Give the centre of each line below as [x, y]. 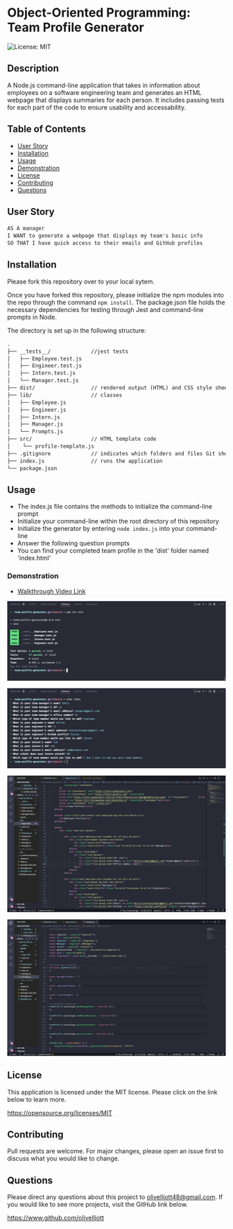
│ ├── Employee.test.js [44, 358]
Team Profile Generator [76, 27]
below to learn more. [37, 1099]
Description [33, 68]
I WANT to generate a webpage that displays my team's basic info [105, 236]
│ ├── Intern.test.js [42, 373]
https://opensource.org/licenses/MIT [60, 1113]
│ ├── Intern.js [34, 417]
